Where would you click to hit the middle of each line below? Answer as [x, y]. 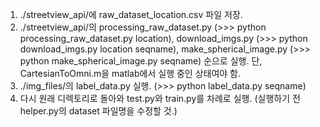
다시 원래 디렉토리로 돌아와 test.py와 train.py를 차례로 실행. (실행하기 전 [160, 98]
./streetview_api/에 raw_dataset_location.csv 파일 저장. [131, 14]
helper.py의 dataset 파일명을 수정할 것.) [98, 111]
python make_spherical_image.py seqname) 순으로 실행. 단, [141, 61]
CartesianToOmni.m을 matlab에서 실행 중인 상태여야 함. [130, 73]
